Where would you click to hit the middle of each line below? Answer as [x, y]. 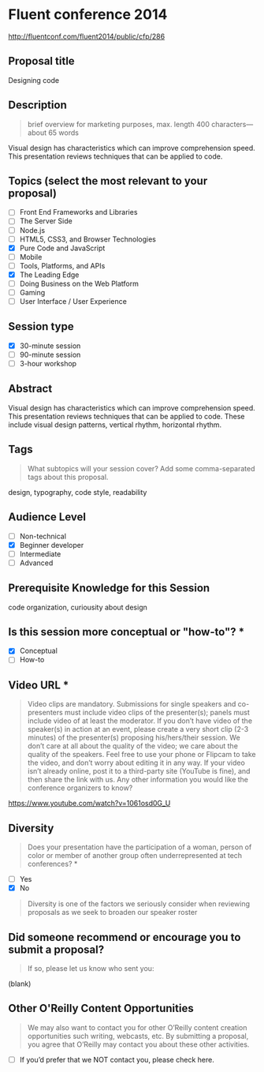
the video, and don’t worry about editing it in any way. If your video [136, 763]
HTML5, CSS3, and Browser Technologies [87, 239]
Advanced [36, 563]
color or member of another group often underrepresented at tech [135, 856]
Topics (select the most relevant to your [108, 180]
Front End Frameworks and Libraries [78, 212]
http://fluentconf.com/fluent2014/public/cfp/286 [87, 36]
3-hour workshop [48, 364]
